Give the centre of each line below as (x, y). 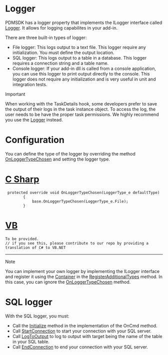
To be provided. (22, 239)
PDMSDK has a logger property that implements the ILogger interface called (84, 22)
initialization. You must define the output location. (63, 52)
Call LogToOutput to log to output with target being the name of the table (87, 336)
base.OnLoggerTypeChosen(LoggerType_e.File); (80, 201)
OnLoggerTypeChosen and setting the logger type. (57, 159)
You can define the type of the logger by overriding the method (70, 153)
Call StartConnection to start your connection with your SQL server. (82, 331)
